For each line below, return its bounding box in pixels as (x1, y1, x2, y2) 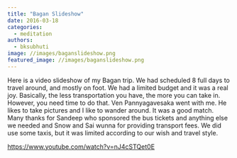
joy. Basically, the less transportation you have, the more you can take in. (7, 91, 221, 99)
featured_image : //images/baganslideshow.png (7, 57, 144, 64)
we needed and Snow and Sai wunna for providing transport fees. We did (7, 121, 222, 130)
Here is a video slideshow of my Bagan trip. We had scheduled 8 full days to (7, 76, 231, 84)
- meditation (13, 30, 53, 38)
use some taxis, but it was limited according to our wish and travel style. (7, 128, 219, 137)
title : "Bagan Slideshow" (7, 10, 84, 18)
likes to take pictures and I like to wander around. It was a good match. (7, 106, 214, 114)
